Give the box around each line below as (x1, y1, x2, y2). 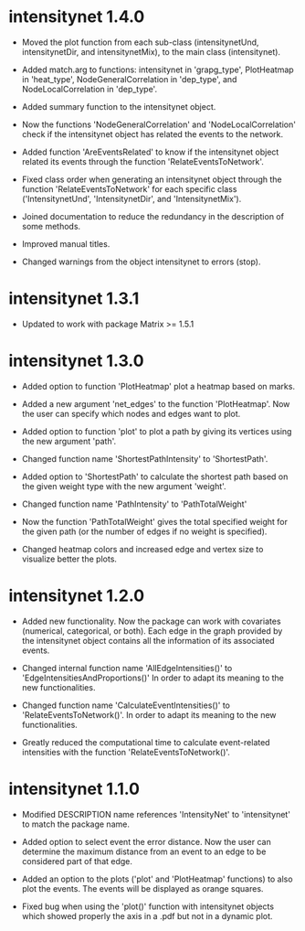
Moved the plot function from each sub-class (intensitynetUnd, (21, 37, 259, 48)
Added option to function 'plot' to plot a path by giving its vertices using (21, 425, 292, 436)
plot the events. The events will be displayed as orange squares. (21, 883, 264, 894)
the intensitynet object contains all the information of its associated (21, 635, 275, 646)
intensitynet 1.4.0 (8, 6, 145, 27)
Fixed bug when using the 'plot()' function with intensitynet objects (21, 901, 275, 912)
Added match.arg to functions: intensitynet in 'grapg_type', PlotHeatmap (21, 64, 294, 75)
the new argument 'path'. (21, 435, 117, 446)
